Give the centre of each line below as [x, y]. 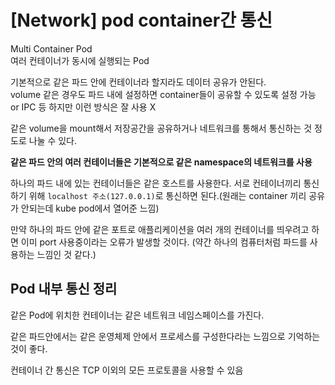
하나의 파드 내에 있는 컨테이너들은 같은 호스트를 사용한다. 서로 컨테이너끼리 [156, 183]
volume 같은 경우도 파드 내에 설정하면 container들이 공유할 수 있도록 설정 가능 [163, 94]
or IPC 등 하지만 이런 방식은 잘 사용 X [83, 107]
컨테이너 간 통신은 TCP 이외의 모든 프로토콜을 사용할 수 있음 [127, 370]
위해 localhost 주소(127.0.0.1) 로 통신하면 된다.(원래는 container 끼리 [167, 195]
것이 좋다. [29, 348]
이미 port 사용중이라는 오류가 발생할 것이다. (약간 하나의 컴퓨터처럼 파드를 [164, 242]
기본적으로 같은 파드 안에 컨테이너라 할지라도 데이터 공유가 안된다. [138, 82]
